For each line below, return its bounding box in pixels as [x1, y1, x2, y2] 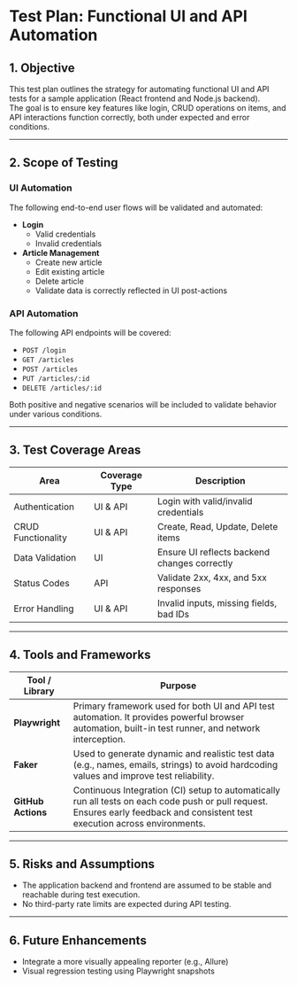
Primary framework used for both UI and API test [72, 700, 276, 712]
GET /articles [21, 355, 74, 364]
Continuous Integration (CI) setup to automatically [72, 784, 281, 796]
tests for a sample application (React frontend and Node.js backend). [9, 93, 261, 104]
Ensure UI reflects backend [157, 546, 270, 558]
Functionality [13, 531, 68, 544]
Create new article [34, 257, 103, 268]
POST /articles [21, 365, 79, 374]
